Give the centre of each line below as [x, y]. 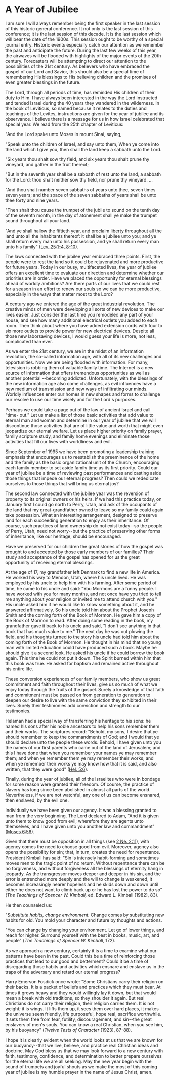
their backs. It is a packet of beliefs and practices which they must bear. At [83, 987]
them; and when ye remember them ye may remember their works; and [79, 758]
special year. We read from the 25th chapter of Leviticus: [65, 124]
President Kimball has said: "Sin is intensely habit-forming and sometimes [82, 858]
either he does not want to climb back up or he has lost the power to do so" [84, 890]
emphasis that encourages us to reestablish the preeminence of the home [82, 457]
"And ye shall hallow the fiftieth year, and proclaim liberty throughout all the [83, 231]
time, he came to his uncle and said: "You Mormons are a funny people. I [81, 588]
